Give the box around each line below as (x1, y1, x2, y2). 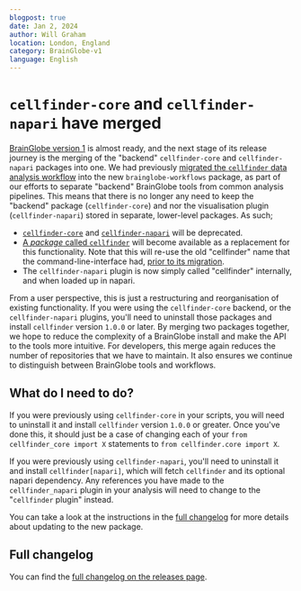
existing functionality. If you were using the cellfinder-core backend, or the (9, 302, 292, 313)
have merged (61, 114, 162, 133)
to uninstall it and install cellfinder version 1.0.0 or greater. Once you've (9, 419, 280, 430)
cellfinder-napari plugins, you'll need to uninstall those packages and (9, 312, 272, 323)
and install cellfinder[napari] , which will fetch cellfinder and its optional (9, 465, 286, 476)
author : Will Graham (9, 30, 87, 39)
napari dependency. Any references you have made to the (9, 475, 225, 486)
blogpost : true (9, 13, 66, 23)
